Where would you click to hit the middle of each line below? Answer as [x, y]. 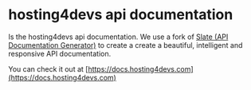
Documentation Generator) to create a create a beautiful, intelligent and [125, 45]
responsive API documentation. [60, 53]
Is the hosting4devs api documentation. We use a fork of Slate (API [118, 37]
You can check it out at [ [48, 68]
